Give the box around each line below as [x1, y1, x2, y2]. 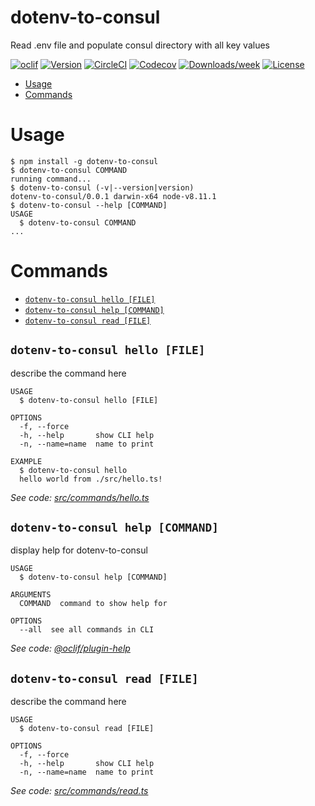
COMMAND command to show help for [19, 599, 168, 609]
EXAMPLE [10, 456, 43, 466]
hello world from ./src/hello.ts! [19, 474, 163, 484]
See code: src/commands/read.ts [10, 785, 149, 797]
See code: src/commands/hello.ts [10, 491, 150, 503]
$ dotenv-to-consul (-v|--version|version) [10, 182, 195, 193]
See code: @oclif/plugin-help [10, 642, 131, 655]
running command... [10, 174, 92, 184]
